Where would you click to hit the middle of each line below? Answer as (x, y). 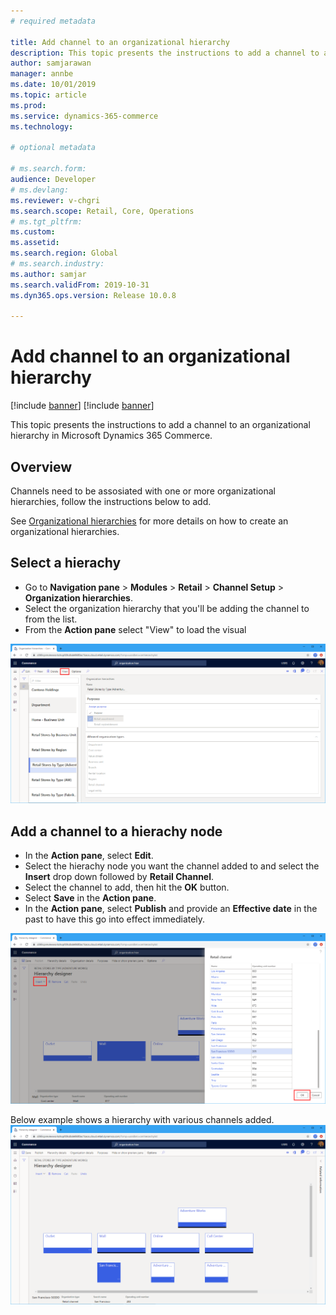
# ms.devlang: (40, 190)
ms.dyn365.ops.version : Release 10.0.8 (93, 295)
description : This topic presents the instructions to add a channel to (165, 53)
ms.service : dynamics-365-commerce (84, 116)
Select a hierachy (66, 563)
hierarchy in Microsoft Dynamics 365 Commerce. (111, 436)
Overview (41, 466)
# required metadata (53, 21)
